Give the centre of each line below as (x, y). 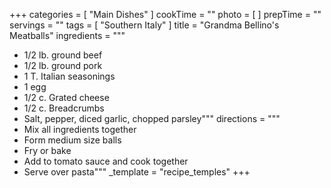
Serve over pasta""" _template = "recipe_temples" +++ (137, 172)
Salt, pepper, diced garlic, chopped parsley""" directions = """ (152, 118)
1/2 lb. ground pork (63, 65)
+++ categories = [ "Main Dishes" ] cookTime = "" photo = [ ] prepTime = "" (165, 14)
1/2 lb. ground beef (63, 55)
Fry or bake (47, 150)
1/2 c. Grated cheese (66, 97)
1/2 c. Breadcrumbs (64, 108)
